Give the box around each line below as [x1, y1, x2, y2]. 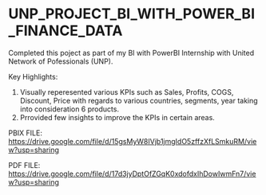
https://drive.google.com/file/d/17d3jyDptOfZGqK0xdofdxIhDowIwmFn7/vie [8, 169, 256, 178]
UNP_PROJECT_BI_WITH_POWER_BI [8, 5, 256, 23]
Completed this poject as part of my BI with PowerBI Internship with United [8, 48, 254, 57]
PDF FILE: [8, 160, 41, 170]
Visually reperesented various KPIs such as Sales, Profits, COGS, [19, 87, 234, 96]
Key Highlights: [8, 72, 58, 81]
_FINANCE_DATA [8, 21, 123, 40]
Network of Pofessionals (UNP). [8, 57, 113, 66]
